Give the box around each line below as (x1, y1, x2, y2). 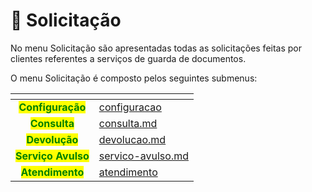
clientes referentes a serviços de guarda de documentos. (10, 52, 247, 64)
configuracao (98, 100, 162, 114)
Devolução (26, 132, 79, 146)
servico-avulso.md (98, 149, 189, 163)
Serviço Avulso (15, 149, 90, 163)
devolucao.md (98, 132, 167, 146)
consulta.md (98, 116, 158, 130)
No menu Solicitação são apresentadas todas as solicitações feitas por (10, 42, 303, 54)
